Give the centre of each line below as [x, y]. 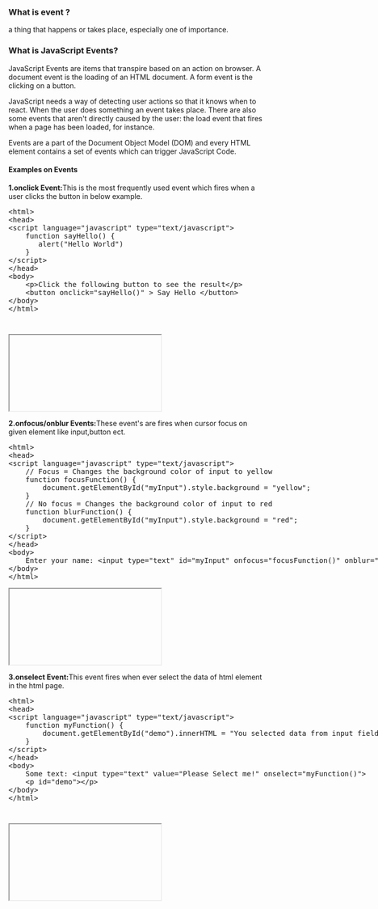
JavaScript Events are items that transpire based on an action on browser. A [134, 68]
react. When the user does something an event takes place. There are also [132, 110]
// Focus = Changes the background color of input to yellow [149, 471]
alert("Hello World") [81, 244]
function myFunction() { [74, 725]
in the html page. [36, 685]
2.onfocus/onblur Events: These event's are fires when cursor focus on [128, 423]
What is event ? [39, 12]
